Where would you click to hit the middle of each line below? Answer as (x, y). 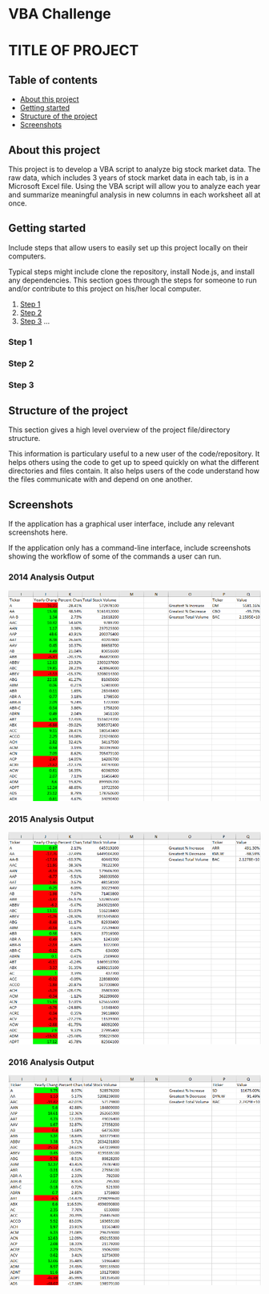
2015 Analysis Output (51, 819)
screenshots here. (38, 532)
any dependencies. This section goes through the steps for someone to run (133, 280)
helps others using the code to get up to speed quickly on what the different (134, 463)
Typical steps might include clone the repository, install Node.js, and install (131, 271)
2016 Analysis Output (51, 1062)
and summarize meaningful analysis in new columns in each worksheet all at (134, 194)
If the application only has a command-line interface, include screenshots (130, 548)
